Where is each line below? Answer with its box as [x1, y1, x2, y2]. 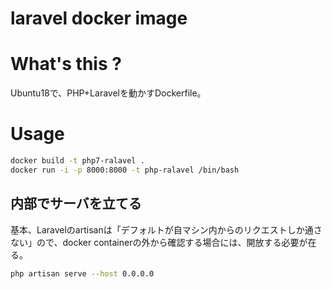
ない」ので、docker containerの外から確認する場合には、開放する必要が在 [10, 236, 317, 248]
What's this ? [10, 53, 122, 76]
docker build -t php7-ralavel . [10, 156, 145, 166]
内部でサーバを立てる [10, 195, 142, 212]
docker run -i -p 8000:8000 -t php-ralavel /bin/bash [10, 165, 240, 175]
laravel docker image [10, 7, 188, 30]
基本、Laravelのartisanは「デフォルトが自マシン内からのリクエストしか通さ [10, 223, 323, 236]
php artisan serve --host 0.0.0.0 [10, 268, 155, 279]
